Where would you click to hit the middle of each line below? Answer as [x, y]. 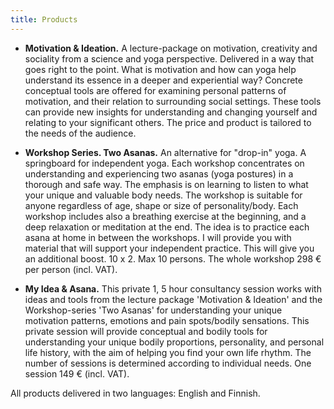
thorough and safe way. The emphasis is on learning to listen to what [166, 184]
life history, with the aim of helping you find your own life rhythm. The [168, 352]
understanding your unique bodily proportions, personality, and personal [174, 342]
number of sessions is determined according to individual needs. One [168, 363]
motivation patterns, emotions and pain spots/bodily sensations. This [167, 320]
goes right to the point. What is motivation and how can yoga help [160, 69]
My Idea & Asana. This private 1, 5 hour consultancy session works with [173, 288]
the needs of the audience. [80, 133]
